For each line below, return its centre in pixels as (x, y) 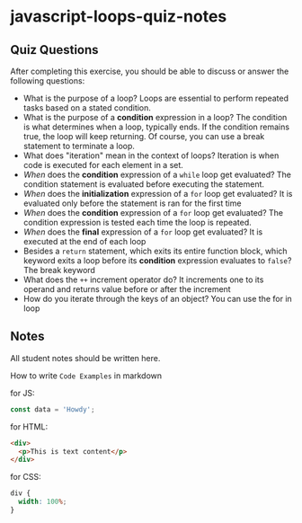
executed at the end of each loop (84, 241)
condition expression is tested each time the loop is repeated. (138, 222)
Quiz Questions (54, 50)
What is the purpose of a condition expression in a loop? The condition (155, 117)
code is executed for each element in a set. (103, 165)
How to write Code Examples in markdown (86, 376)
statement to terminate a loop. (79, 146)
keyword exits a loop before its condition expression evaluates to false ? (157, 261)
